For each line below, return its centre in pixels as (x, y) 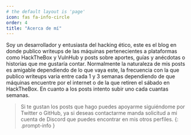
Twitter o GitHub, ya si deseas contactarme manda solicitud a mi (99, 113)
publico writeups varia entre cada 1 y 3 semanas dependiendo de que (91, 76)
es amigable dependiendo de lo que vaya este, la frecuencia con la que (93, 70)
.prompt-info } (38, 126)
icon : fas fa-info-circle (38, 17)
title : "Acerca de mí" (34, 28)
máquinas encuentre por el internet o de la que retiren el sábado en (88, 83)
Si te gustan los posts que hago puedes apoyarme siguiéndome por (103, 107)
